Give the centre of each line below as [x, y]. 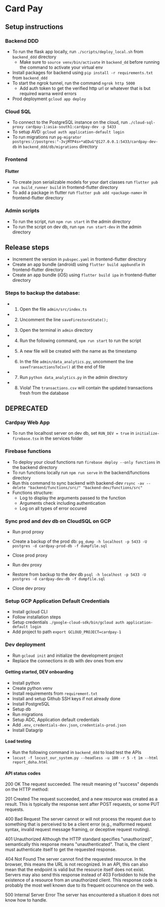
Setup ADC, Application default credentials [56, 719]
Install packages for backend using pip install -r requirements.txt [82, 73]
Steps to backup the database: [43, 293]
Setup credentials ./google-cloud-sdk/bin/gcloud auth [68, 622]
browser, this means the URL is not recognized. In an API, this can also [77, 865]
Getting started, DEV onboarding [39, 672]
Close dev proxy [29, 588]
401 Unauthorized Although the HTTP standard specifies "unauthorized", [79, 839]
